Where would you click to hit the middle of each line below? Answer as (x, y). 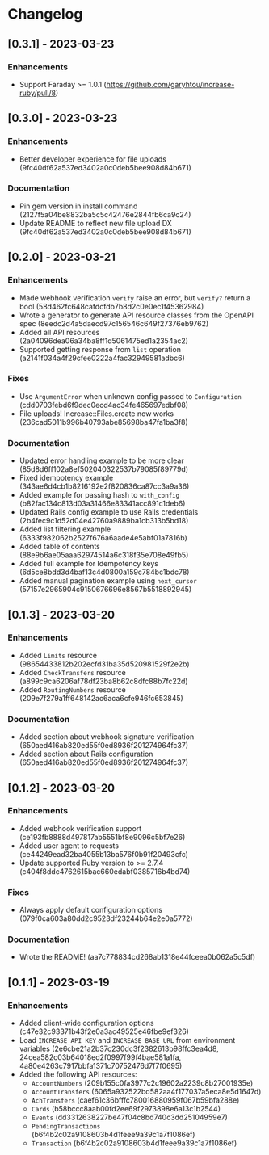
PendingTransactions (66, 1127)
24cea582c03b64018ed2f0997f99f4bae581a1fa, (100, 1057)
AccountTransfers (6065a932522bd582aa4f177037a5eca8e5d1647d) (146, 1092)
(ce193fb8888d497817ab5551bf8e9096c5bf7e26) (102, 837)
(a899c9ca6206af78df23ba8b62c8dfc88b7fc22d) (103, 681)
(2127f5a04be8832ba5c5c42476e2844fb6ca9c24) (105, 214)
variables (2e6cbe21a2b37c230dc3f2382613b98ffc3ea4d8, (119, 1049)
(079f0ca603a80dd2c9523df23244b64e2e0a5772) (106, 918)
